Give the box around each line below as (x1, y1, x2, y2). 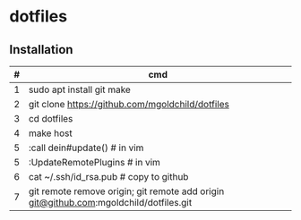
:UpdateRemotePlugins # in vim (28, 157, 161, 168)
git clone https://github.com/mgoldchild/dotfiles (28, 98, 230, 110)
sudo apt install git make (28, 83, 132, 96)
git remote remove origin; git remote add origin (28, 185, 225, 198)
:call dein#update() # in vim (28, 141, 144, 154)
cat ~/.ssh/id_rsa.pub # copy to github (28, 171, 189, 182)
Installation (9, 42, 73, 57)
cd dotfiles (28, 113, 73, 124)
